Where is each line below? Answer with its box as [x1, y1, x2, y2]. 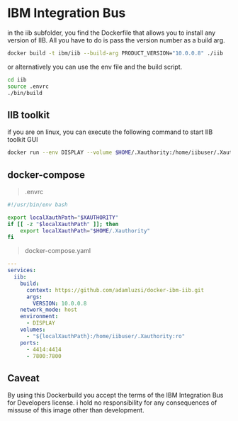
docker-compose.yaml [24, 247, 91, 255]
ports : [20, 339, 40, 347]
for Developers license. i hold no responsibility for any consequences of [7, 398, 217, 407]
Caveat [7, 372, 40, 384]
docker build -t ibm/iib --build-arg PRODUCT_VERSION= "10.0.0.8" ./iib [7, 50, 223, 57]
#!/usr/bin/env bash [7, 201, 69, 208]
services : [7, 267, 37, 274]
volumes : [20, 326, 46, 334]
